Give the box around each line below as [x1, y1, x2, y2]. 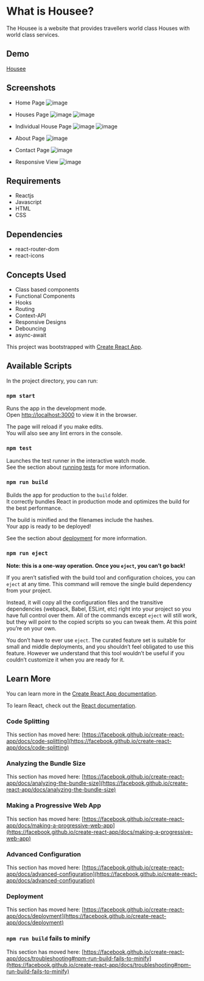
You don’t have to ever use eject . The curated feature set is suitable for [6, 637, 186, 644]
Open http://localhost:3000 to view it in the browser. [6, 411, 138, 419]
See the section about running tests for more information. [6, 463, 150, 471]
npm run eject [6, 549, 48, 557]
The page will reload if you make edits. [6, 423, 104, 430]
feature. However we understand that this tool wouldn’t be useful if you [6, 650, 185, 656]
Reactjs [15, 192, 35, 199]
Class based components [15, 286, 79, 293]
